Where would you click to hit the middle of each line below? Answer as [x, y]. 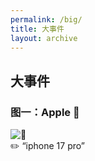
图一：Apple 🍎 [45, 112]
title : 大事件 [37, 29]
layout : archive [44, 38]
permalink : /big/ [46, 19]
